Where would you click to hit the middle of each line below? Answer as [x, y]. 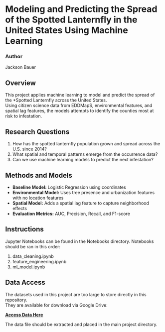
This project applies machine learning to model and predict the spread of [80, 95]
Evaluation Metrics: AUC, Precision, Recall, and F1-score [71, 214]
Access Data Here [24, 315]
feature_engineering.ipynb [39, 261]
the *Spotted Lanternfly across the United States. [56, 100]
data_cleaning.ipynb [33, 256]
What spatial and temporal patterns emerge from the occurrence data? [85, 154]
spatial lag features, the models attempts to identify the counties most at [80, 111]
